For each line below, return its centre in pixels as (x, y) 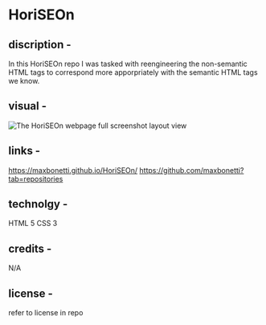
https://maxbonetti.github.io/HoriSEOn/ (73, 170)
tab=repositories (36, 179)
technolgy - (38, 204)
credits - (30, 248)
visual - (27, 106)
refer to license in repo (46, 313)
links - (25, 151)
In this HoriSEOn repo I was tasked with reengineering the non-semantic (128, 64)
